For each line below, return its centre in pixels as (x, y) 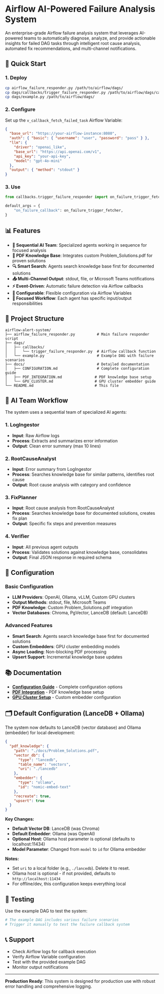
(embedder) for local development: (40, 733)
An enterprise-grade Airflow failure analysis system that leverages (72, 33)
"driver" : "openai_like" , (40, 148)
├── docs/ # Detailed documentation (77, 364)
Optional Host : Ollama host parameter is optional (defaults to (73, 839)
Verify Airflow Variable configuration (49, 956)
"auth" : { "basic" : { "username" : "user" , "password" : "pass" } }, (80, 138)
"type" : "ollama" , (37, 783)
